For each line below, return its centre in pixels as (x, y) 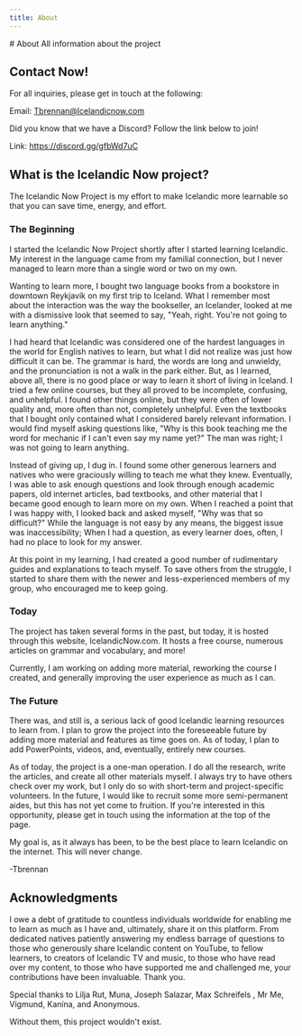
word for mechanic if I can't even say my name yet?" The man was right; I (146, 438)
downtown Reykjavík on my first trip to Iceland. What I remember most (140, 296)
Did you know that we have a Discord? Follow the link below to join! (134, 128)
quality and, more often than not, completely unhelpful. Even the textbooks (148, 409)
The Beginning (42, 230)
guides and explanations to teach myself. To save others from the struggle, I (150, 569)
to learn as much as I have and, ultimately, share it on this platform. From (144, 928)
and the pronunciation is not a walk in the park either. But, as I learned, (141, 371)
